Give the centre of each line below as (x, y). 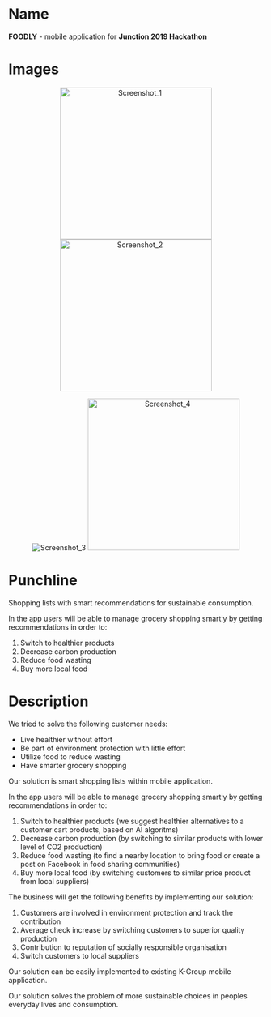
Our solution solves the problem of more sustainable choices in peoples (128, 996)
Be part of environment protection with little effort (103, 748)
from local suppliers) (55, 881)
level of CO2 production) (61, 847)
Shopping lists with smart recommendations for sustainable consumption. (131, 603)
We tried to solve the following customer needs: (88, 724)
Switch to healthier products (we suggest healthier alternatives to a (132, 821)
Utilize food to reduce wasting (70, 756)
